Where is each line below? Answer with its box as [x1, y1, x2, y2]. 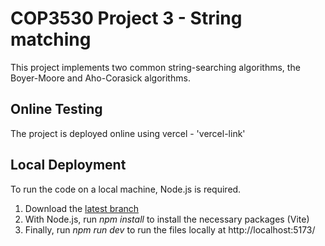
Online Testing [10, 101, 103, 118]
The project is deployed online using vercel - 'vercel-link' [10, 127, 246, 139]
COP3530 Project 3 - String [10, 7, 243, 30]
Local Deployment [10, 157, 127, 174]
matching [10, 28, 92, 51]
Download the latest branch [24, 202, 140, 214]
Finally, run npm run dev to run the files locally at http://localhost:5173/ [24, 223, 316, 236]
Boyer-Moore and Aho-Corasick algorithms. [10, 72, 191, 84]
